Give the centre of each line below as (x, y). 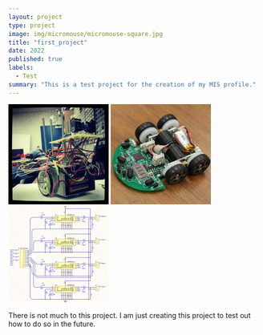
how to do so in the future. (52, 324)
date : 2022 (26, 51)
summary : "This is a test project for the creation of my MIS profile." (132, 84)
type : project (32, 25)
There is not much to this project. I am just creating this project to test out (129, 315)
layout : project (35, 17)
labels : (21, 68)
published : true (35, 59)
